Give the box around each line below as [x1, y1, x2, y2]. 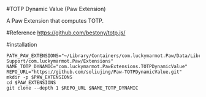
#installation [6, 41, 37, 48]
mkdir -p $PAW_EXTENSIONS [6, 74, 72, 80]
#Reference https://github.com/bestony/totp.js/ [6, 29, 126, 36]
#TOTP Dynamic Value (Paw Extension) [6, 6, 106, 12]
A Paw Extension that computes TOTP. [6, 17, 104, 24]
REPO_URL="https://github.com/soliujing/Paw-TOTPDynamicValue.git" [6, 69, 183, 75]
